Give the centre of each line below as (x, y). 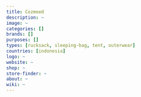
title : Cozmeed (25, 12)
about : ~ (17, 79)
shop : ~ (16, 68)
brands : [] (20, 34)
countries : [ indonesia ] (36, 51)
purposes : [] (22, 40)
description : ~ (25, 17)
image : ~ (17, 23)
